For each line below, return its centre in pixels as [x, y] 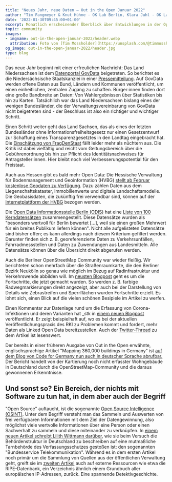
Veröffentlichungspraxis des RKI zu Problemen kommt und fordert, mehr [81, 324]
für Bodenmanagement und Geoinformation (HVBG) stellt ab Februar [78, 180]
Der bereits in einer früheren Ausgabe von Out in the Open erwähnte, [78, 345]
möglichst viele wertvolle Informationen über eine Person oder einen [78, 425]
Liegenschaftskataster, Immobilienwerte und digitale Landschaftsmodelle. [83, 191]
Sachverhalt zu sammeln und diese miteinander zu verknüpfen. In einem [81, 431]
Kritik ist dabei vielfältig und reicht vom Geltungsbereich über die [74, 148]
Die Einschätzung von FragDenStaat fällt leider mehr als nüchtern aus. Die [83, 143]
